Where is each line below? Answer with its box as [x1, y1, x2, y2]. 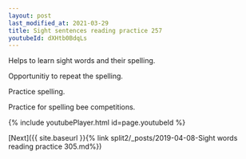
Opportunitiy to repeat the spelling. [8, 71, 124, 81]
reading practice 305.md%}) [8, 141, 102, 152]
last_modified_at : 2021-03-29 [8, 19, 109, 27]
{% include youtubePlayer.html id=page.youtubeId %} [8, 117, 186, 128]
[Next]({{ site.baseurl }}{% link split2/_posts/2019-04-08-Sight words [8, 133, 238, 143]
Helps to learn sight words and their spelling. [8, 56, 156, 66]
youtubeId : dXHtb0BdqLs [8, 34, 88, 42]
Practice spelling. [8, 87, 65, 97]
